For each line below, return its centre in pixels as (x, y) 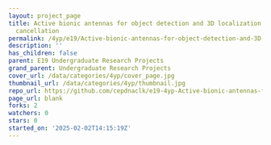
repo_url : (25, 91)
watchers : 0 (28, 114)
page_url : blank (35, 98)
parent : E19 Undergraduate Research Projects (86, 61)
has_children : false (43, 53)
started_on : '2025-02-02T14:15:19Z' (70, 128)
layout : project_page (45, 16)
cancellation (38, 31)
